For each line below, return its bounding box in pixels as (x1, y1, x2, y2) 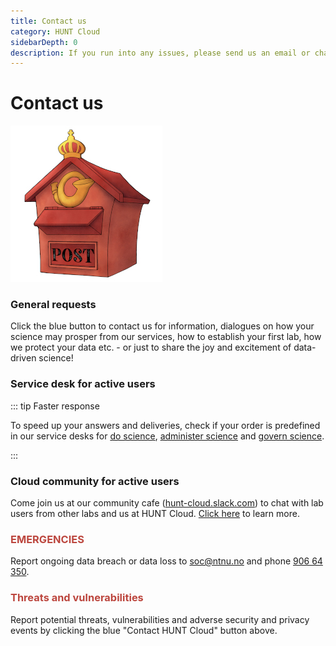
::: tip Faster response (10, 400, 100, 412)
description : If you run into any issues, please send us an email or (10, 48, 311, 58)
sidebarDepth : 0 (10, 37, 78, 47)
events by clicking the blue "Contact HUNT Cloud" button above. (10, 624, 278, 636)
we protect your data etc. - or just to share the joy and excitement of (10, 341, 292, 354)
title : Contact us (10, 16, 87, 26)
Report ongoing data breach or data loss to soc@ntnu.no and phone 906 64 (10, 555, 323, 567)
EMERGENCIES (10, 533, 85, 546)
